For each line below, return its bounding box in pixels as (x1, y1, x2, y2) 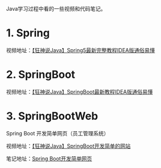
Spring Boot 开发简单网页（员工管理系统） (6, 129, 110, 137)
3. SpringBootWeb (6, 109, 98, 123)
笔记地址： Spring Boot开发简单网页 (6, 155, 92, 162)
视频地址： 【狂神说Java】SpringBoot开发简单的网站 (6, 142, 131, 150)
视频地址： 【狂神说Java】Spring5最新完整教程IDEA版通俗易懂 (6, 46, 155, 53)
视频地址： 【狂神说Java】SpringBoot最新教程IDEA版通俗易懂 (6, 88, 153, 95)
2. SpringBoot (6, 68, 76, 81)
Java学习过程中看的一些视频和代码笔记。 (6, 5, 107, 12)
